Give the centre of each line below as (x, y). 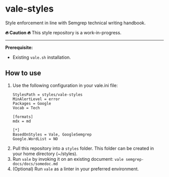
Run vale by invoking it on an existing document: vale (68, 159)
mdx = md (22, 121)
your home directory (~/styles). (45, 153)
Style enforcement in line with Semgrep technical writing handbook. (75, 23)
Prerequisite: (19, 47)
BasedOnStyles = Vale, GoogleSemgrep (52, 135)
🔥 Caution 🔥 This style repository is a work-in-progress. (63, 32)
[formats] (23, 117)
